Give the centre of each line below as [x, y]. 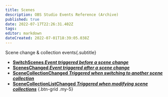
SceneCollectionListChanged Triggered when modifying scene [80, 83]
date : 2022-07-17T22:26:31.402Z [39, 24]
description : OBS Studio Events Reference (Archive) [62, 15]
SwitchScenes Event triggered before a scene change [71, 62]
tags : [11, 29]
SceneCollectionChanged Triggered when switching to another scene [88, 73]
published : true [22, 19]
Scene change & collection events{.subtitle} [51, 52]
